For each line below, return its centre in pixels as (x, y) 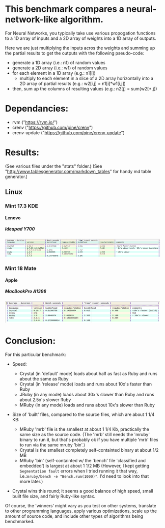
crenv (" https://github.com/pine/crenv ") (53, 127)
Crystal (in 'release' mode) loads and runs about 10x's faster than (86, 384)
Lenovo (13, 218)
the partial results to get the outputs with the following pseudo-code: (75, 53)
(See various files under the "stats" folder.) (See (54, 166)
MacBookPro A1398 (26, 292)
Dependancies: (37, 109)
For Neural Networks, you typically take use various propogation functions (80, 33)
